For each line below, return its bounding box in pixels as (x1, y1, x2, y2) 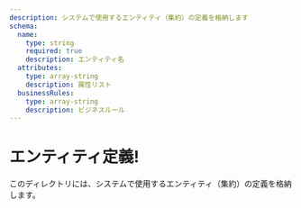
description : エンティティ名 (25, 55, 124, 64)
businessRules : (17, 88, 75, 97)
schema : (9, 22, 39, 31)
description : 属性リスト (25, 80, 113, 89)
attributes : (17, 64, 63, 73)
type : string (25, 38, 75, 48)
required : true (25, 47, 83, 56)
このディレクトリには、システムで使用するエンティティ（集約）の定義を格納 (9, 178, 292, 189)
